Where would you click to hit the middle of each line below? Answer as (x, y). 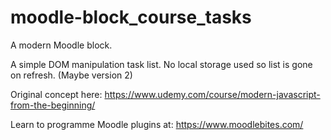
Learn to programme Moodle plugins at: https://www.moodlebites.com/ (157, 124)
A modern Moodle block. (61, 45)
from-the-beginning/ (53, 105)
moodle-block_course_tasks (131, 17)
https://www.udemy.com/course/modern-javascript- (212, 94)
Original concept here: (56, 94)
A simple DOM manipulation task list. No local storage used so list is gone (161, 64)
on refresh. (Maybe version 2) (71, 75)
